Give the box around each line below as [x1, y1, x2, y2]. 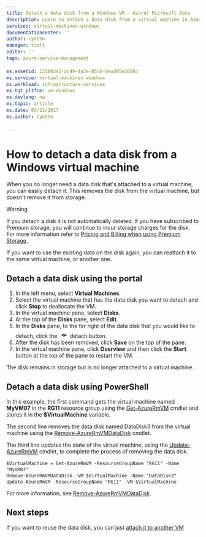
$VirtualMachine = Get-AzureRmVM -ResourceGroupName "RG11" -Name [6, 461, 180, 467]
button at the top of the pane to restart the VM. [15, 352, 134, 359]
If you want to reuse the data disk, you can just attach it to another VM [6, 523, 184, 531]
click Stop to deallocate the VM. [15, 303, 97, 310]
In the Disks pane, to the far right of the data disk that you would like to [15, 323, 195, 330]
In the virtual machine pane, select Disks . [15, 309, 121, 316]
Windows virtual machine [6, 160, 140, 174]
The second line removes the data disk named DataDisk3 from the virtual [6, 423, 191, 430]
